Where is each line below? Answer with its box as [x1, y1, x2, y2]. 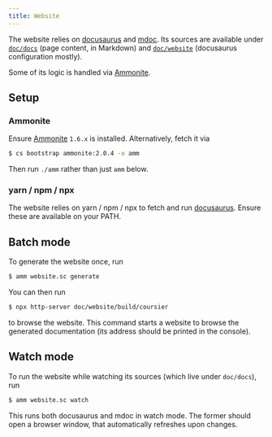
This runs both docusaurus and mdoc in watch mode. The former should [8, 410, 252, 420]
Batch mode [8, 235, 71, 249]
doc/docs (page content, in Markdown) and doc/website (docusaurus [8, 42, 238, 53]
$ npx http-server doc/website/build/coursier [8, 303, 169, 312]
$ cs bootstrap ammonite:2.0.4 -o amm [8, 150, 140, 158]
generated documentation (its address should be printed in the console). [8, 326, 251, 336]
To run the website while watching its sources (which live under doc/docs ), [8, 371, 257, 381]
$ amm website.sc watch [8, 395, 89, 404]
